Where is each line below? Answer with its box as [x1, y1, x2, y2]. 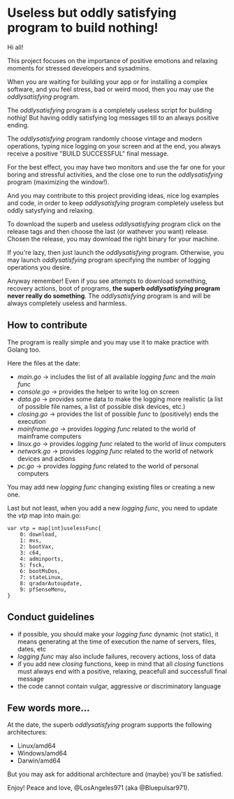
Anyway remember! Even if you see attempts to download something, [7, 277, 207, 285]
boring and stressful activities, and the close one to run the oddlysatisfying [7, 170, 224, 179]
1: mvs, [20, 537, 42, 544]
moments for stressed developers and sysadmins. [7, 64, 152, 72]
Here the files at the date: [7, 359, 80, 367]
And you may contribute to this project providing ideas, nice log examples [7, 191, 219, 200]
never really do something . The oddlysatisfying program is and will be [7, 291, 211, 300]
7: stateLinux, [20, 574, 64, 581]
